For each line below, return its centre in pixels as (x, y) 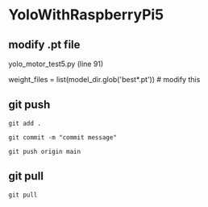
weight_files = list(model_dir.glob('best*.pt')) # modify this (104, 79)
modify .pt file (44, 45)
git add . (25, 123)
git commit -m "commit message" (62, 137)
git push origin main (45, 151)
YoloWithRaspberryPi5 (86, 15)
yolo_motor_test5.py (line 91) (56, 64)
